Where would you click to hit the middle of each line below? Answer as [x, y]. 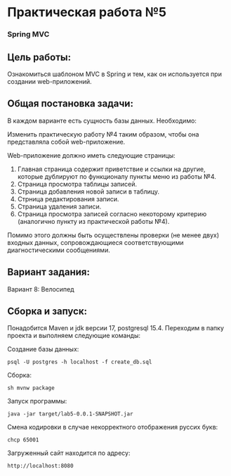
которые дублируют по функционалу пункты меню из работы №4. [117, 176]
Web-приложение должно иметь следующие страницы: [91, 155]
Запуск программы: [37, 401]
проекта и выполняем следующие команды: [74, 336]
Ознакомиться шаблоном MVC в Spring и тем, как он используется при [115, 74]
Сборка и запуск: [47, 311]
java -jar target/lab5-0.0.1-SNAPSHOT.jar [70, 414]
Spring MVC [28, 35]
